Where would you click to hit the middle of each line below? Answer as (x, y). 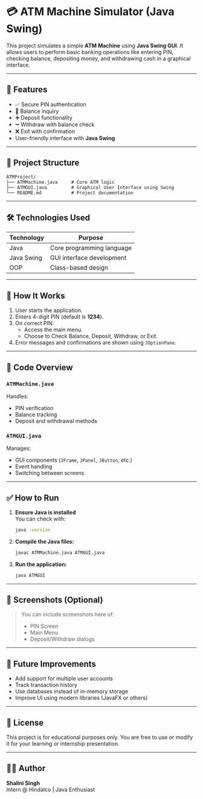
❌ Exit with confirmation (45, 131)
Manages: (19, 448)
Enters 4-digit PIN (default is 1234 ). (59, 317)
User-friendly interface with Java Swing (65, 138)
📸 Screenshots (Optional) (55, 600)
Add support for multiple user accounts (64, 679)
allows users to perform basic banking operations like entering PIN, (90, 52)
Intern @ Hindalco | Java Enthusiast (51, 789)
